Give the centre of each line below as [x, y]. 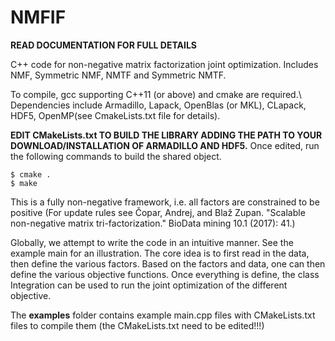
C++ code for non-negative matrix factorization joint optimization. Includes [164, 64]
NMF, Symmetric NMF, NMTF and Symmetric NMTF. [118, 75]
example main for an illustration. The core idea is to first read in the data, [160, 253]
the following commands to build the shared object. [116, 156]
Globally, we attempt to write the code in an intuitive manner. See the [152, 242]
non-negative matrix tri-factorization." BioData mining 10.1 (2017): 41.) [153, 223]
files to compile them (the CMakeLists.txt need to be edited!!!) [137, 325]
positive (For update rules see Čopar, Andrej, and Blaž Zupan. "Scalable [158, 212]
